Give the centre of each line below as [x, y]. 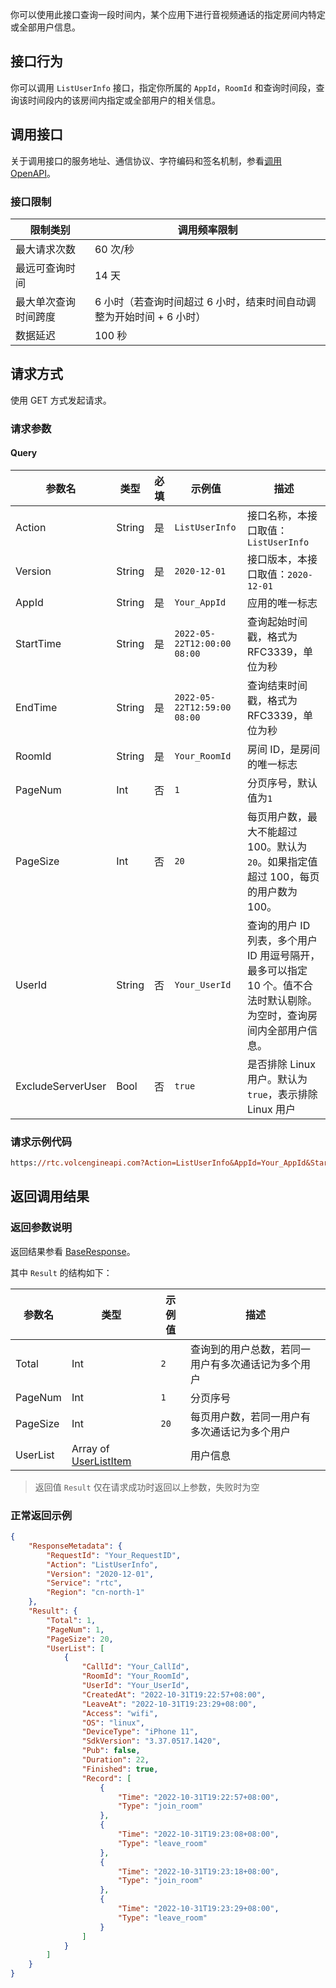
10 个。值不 [275, 985]
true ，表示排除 [282, 1094]
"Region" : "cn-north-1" [95, 1593]
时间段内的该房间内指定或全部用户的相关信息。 [124, 100]
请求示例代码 [41, 1141]
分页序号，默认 [282, 783]
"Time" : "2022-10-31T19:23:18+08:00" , [198, 1871]
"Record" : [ [106, 1778]
